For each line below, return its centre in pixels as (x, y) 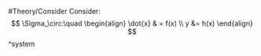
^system (22, 44)
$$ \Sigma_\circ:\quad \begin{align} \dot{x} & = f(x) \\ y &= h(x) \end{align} (132, 23)
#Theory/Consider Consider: (54, 11)
